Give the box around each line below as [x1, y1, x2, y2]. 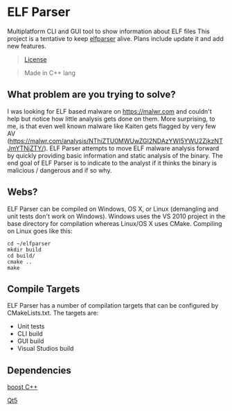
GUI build [17, 337, 44, 345]
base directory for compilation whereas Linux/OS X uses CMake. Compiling [7, 219, 223, 227]
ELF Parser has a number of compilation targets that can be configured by [7, 301, 219, 310]
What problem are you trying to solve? [7, 89, 176, 100]
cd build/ [7, 252, 36, 259]
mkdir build [7, 246, 42, 253]
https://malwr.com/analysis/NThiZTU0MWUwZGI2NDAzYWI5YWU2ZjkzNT [9, 137, 223, 145]
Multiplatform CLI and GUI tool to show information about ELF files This [7, 27, 210, 35]
